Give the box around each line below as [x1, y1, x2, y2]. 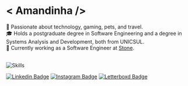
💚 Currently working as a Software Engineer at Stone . [6, 44, 134, 51]
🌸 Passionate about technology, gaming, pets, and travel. [6, 23, 143, 30]
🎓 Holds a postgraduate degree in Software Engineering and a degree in [6, 30, 182, 37]
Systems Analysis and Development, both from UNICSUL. [6, 38, 145, 45]
